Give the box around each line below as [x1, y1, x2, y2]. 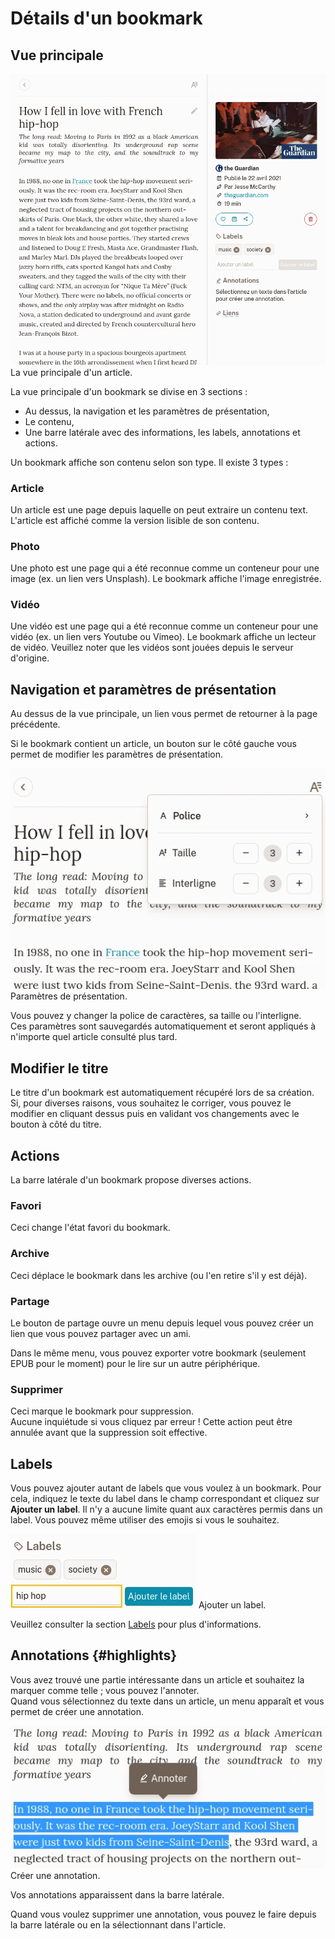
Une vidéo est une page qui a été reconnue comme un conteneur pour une [10, 620, 319, 632]
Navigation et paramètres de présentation [10, 681, 277, 698]
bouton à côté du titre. [10, 1118, 102, 1131]
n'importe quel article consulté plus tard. [10, 1031, 178, 1043]
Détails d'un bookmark [10, 7, 203, 30]
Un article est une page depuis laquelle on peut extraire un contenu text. [10, 503, 309, 516]
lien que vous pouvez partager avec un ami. [10, 1327, 192, 1339]
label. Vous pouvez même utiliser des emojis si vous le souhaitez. [10, 1514, 280, 1526]
